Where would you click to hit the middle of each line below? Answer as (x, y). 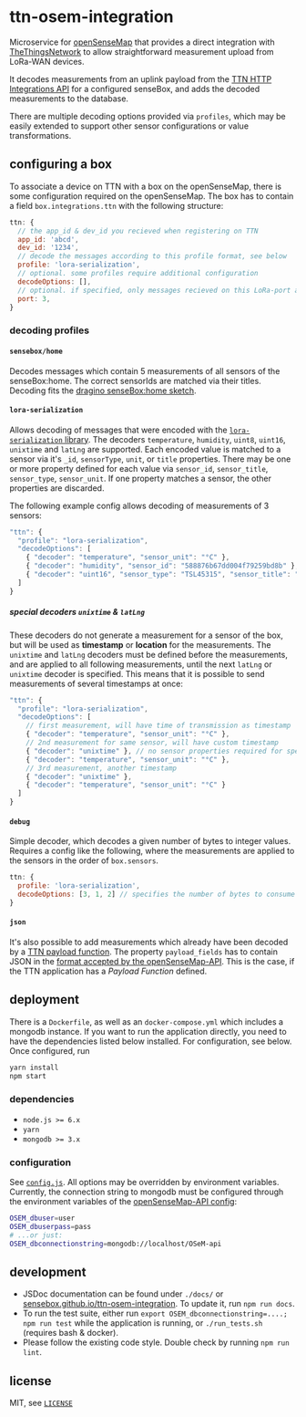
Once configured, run (50, 1050)
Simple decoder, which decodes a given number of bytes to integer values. (150, 841)
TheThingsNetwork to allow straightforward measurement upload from (142, 51)
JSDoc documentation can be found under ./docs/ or (123, 1294)
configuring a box (61, 165)
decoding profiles (49, 330)
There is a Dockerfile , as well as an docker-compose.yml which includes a (147, 1021)
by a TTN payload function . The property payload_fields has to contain (143, 952)
